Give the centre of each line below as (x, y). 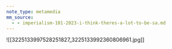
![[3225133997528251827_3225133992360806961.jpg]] (75, 40)
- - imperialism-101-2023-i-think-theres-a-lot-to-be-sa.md (89, 23)
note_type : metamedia (33, 12)
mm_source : (20, 17)
